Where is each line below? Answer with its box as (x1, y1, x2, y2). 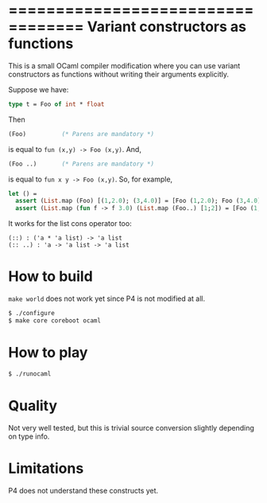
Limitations (8, 459, 84, 478)
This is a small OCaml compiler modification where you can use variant (8, 60, 241, 70)
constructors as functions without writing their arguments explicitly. (8, 69, 229, 79)
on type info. (8, 431, 50, 441)
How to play (8, 344, 88, 362)
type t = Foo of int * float (8, 100, 105, 108)
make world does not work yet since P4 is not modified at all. (8, 294, 206, 303)
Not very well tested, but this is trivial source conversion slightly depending (8, 423, 254, 432)
